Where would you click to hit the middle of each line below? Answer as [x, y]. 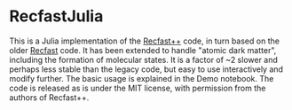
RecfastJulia [56, 16]
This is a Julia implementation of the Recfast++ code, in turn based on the [144, 41]
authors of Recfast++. [49, 97]
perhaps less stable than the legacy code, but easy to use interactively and [146, 69]
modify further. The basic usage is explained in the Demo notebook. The [142, 78]
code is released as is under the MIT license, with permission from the [138, 88]
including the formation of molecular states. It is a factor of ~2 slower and [143, 59]
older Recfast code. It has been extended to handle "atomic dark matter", [143, 50]
